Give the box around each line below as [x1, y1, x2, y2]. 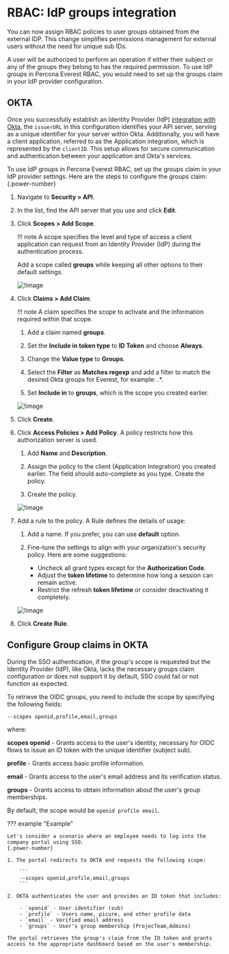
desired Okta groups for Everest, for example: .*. [27, 375, 163, 383]
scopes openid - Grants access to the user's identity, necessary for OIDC [7, 738, 215, 746]
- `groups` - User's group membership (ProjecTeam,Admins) [19, 922, 191, 929]
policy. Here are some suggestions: [27, 550, 127, 559]
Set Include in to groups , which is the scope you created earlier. [27, 389, 209, 397]
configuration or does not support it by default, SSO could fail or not [7, 672, 199, 680]
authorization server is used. [16, 435, 98, 443]
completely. [37, 593, 70, 601]
